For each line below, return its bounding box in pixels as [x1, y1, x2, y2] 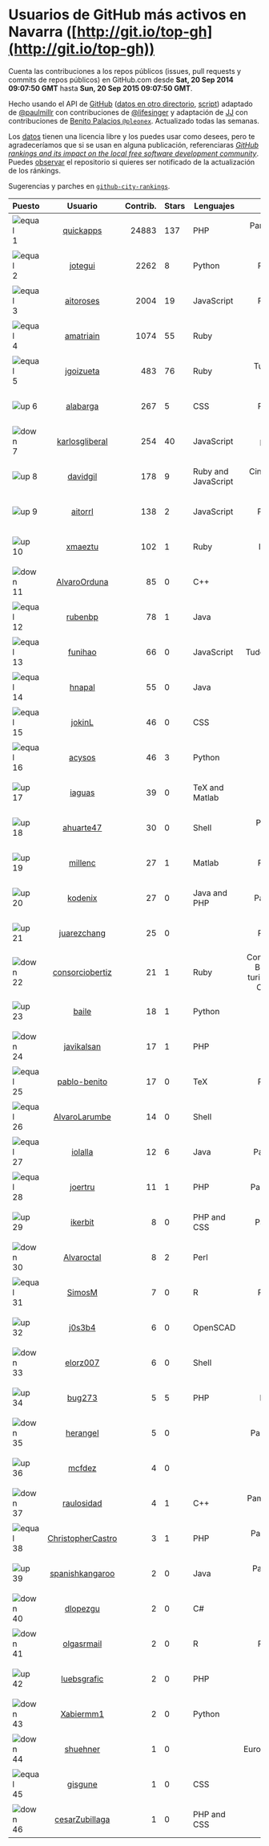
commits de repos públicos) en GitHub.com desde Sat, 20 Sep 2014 [8, 75, 234, 84]
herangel [65, 1427, 99, 1438]
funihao [67, 646, 98, 658]
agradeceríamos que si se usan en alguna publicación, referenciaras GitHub [8, 140, 259, 149]
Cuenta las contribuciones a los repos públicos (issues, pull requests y [8, 66, 242, 75]
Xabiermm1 [60, 1708, 104, 1719]
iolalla [71, 1146, 94, 1157]
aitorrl [70, 506, 94, 517]
